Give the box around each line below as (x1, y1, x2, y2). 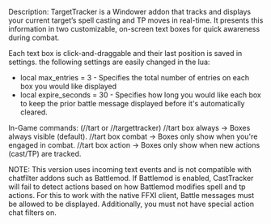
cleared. (19, 107, 49, 117)
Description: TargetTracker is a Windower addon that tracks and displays (8, 7, 252, 16)
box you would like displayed (19, 81, 117, 91)
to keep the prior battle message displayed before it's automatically (19, 99, 245, 108)
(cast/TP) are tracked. (8, 149, 82, 158)
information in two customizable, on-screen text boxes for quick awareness (8, 24, 260, 33)
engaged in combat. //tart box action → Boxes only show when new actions (8, 140, 260, 149)
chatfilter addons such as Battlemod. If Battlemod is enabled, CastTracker (8, 174, 254, 183)
